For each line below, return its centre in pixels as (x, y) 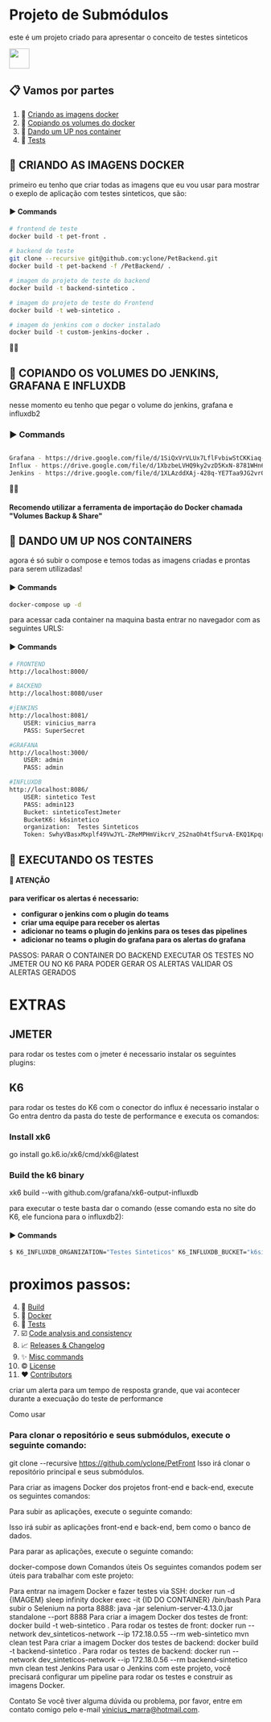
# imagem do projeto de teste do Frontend (81, 303)
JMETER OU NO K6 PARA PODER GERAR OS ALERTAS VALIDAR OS (121, 963)
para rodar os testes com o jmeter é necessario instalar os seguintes (123, 1054)
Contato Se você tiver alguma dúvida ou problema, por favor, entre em (126, 1701)
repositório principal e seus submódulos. (77, 1471)
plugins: (22, 1063)
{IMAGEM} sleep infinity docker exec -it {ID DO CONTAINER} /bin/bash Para (135, 1599)
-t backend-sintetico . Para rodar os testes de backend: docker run (120, 1651)
